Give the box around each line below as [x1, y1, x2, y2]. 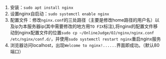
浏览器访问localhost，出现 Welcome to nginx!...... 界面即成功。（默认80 [10, 42, 160, 48]
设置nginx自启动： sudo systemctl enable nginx [10, 11, 109, 17]
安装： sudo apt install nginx [10, 5, 74, 10]
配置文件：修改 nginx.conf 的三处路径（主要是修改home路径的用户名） [10, 17, 155, 23]
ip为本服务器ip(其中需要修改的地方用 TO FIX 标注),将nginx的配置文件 [14, 23, 154, 29]
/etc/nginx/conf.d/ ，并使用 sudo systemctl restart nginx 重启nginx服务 [10, 36, 161, 42]
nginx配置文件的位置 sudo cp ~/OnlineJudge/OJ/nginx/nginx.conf [19, 30, 154, 35]
